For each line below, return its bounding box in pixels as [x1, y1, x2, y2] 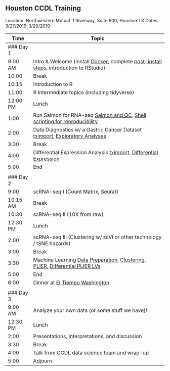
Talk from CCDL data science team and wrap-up [33, 349, 149, 356]
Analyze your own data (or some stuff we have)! [33, 307, 148, 314]
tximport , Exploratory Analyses [33, 132, 107, 140]
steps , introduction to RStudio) [33, 64, 106, 71]
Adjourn [33, 357, 52, 364]
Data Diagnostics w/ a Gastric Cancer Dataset [33, 126, 142, 133]
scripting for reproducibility [33, 118, 98, 125]
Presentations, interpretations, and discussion [33, 333, 142, 340]
